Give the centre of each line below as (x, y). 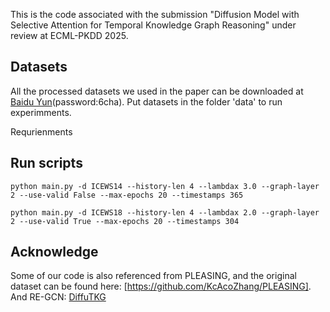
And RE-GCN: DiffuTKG (58, 297)
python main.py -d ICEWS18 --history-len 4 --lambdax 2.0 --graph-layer (165, 212)
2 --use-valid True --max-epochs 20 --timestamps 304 (125, 221)
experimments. (41, 112)
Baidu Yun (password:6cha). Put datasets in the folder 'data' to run (146, 101)
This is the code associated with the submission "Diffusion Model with (155, 14)
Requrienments (41, 131)
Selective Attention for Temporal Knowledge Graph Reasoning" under (153, 25)
